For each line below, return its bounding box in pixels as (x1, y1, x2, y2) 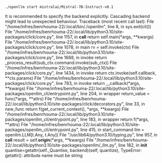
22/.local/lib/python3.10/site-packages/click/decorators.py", (5, 101, 125, 107)
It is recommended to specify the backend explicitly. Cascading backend (5, 13, 150, 19)
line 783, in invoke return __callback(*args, (55, 80, 140, 86)
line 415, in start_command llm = (80, 127, 145, 132)
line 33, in (125, 101, 145, 107)
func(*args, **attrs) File (5, 96, 52, 101)
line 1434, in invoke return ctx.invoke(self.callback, (55, 70, 157, 76)
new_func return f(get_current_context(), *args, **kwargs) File (5, 106, 129, 112)
